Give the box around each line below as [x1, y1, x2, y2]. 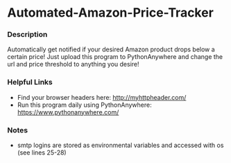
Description [7, 30, 48, 40]
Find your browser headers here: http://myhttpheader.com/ [17, 93, 187, 101]
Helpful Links [7, 78, 53, 87]
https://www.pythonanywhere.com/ [17, 108, 119, 116]
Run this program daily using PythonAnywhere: [17, 101, 152, 109]
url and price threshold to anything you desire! [7, 60, 139, 69]
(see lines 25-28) [17, 148, 67, 157]
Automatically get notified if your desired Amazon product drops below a [7, 45, 215, 53]
